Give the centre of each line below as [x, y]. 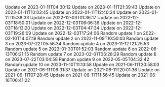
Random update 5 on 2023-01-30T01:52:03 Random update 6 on [71, 49]
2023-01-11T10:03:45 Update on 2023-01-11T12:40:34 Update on [72, 12]
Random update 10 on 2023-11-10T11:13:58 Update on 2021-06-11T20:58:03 [82, 64]
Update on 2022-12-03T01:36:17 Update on [75, 17]
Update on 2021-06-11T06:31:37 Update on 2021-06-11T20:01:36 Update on [82, 70]
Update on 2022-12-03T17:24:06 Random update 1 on [87, 33]
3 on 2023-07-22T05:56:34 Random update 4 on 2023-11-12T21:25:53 [77, 43]
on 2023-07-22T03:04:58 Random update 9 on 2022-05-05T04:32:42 [77, 59]
